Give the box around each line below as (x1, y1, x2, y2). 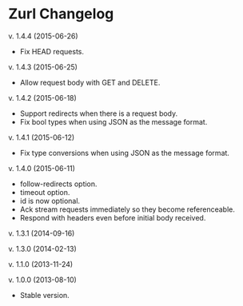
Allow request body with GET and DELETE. (19, 77, 161, 87)
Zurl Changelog (8, 5, 114, 23)
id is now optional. (19, 196, 81, 205)
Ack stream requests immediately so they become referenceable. (19, 205, 236, 214)
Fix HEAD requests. (19, 46, 85, 56)
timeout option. (19, 187, 70, 197)
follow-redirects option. (19, 179, 98, 189)
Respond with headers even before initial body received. (19, 213, 206, 222)
